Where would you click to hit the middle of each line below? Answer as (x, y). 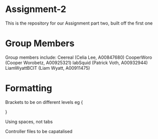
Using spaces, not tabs (29, 121)
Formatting (29, 88)
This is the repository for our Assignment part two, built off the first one (79, 23)
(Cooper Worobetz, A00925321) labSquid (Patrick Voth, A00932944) (76, 62)
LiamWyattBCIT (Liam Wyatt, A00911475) (48, 68)
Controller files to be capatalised (39, 131)
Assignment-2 (36, 9)
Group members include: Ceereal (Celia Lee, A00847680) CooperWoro (78, 57)
